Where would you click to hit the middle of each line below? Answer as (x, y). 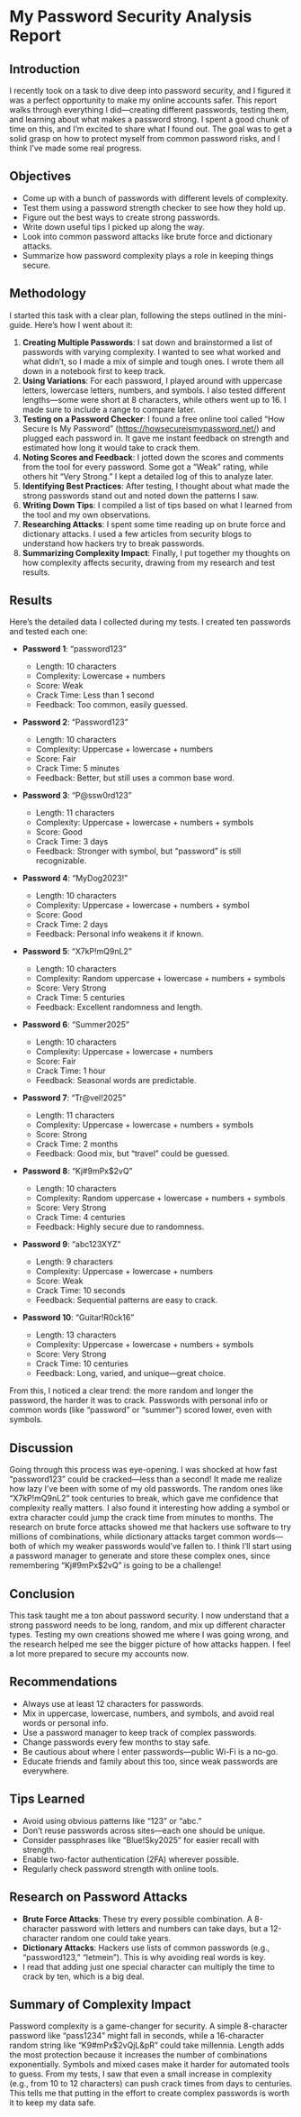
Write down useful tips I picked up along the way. (113, 226)
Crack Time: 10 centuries (82, 1364)
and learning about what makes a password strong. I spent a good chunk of (149, 119)
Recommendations (63, 1682)
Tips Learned (47, 1799)
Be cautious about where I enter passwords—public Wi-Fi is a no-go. (150, 1751)
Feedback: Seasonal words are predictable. (116, 1081)
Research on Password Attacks (98, 1898)
